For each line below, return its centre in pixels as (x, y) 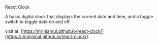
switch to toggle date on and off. (38, 22)
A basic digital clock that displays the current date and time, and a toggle (79, 16)
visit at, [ (14, 31)
